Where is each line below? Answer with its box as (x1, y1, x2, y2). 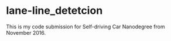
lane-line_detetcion (6, 4, 103, 17)
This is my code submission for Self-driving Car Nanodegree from (6, 23, 165, 30)
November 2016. (6, 29, 46, 36)
